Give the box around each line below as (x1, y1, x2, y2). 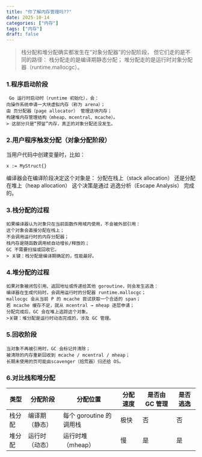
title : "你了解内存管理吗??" (6, 8, 72, 15)
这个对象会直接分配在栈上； (6, 227, 65, 234)
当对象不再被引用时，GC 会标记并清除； (6, 345, 91, 351)
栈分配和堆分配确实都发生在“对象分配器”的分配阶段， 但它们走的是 (20, 49, 186, 56)
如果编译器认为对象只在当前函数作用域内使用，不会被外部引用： (6, 221, 141, 227)
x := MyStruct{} (6, 163, 47, 169)
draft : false (6, 31, 39, 37)
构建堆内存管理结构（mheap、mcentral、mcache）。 (6, 115, 118, 121)
